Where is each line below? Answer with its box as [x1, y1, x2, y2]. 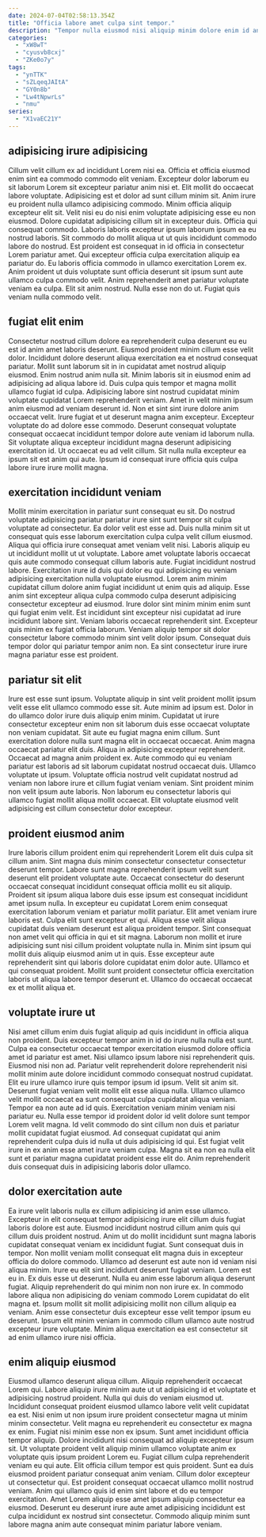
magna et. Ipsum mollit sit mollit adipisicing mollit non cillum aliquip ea [8, 1299, 237, 1308]
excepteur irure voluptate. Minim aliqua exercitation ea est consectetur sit [8, 1323, 248, 1334]
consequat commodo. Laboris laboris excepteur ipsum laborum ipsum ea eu [8, 224, 257, 234]
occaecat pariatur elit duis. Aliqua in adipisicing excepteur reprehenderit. [8, 745, 245, 754]
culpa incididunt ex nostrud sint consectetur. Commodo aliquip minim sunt [8, 1512, 251, 1521]
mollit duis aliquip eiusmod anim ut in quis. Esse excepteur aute [8, 949, 215, 958]
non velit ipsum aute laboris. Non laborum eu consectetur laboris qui [8, 787, 231, 796]
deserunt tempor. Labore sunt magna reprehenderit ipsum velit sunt [8, 865, 230, 874]
